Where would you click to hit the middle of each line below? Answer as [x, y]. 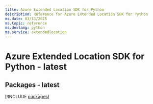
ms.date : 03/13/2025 [26, 19]
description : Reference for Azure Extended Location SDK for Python [76, 14]
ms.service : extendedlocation [36, 32]
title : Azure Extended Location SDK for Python [55, 10]
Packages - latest [32, 85]
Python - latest [36, 67]
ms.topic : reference [26, 23]
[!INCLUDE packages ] [27, 96]
